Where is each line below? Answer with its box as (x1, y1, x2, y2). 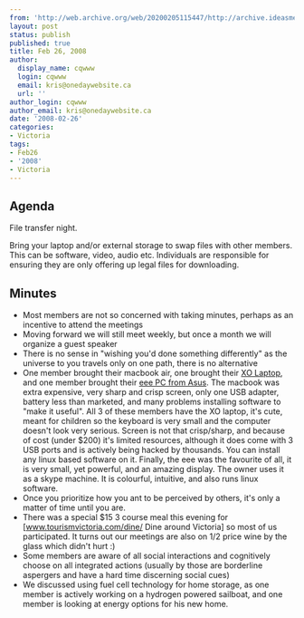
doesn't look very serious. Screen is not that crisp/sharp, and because (22, 425, 285, 436)
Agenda (9, 198, 55, 214)
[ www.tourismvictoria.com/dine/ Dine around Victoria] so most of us (22, 522, 278, 532)
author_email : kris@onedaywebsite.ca (9, 106, 152, 115)
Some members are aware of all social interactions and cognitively (22, 550, 271, 561)
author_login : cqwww (9, 97, 88, 107)
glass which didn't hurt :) (22, 541, 116, 551)
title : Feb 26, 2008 (9, 47, 88, 56)
